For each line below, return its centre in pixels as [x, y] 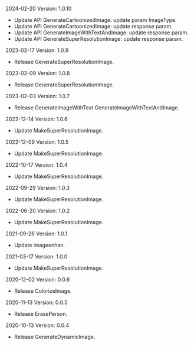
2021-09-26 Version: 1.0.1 [36, 234]
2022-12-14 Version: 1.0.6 [37, 119]
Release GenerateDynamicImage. [55, 337]
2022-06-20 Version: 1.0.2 [38, 211]
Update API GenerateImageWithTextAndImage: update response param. [101, 33]
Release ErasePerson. [41, 314]
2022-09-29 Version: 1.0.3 [38, 188]
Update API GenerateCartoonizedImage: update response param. [93, 26]
